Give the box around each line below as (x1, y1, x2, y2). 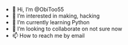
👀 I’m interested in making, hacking (12, 12, 100, 19)
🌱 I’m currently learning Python (12, 19, 90, 26)
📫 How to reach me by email (12, 32, 85, 39)
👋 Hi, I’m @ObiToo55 (12, 6, 64, 13)
